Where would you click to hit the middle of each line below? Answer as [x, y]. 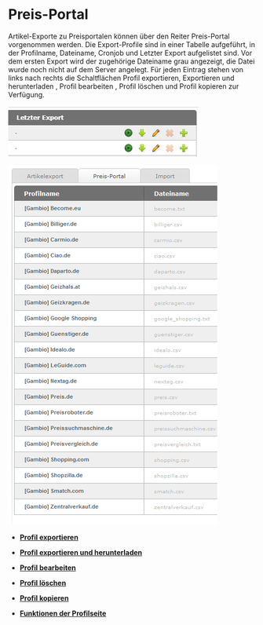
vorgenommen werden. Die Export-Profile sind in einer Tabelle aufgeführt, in [131, 44]
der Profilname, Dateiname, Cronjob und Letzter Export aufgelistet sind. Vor [130, 53]
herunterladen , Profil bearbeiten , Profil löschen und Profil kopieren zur [124, 86]
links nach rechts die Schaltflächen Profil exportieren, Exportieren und [121, 78]
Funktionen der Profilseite [63, 613]
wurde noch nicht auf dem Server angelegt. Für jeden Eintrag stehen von [126, 69]
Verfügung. [26, 94]
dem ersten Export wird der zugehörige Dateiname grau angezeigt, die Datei [131, 61]
